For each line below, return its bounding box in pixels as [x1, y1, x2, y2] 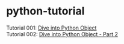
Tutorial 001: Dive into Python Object [6, 24, 97, 31]
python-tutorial [6, 4, 85, 18]
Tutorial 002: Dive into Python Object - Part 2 [6, 30, 119, 37]
